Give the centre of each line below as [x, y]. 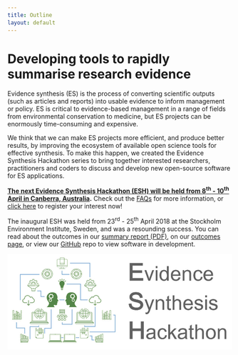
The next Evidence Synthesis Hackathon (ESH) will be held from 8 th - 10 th [118, 191]
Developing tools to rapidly [89, 59]
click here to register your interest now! [65, 206]
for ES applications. [36, 176]
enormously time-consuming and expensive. [73, 124]
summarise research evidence [99, 74]
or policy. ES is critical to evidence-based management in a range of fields [117, 109]
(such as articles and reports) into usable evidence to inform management [116, 101]
